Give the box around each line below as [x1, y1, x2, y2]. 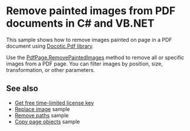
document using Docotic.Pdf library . [6, 42, 94, 50]
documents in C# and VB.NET [6, 17, 155, 30]
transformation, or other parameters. [6, 66, 96, 73]
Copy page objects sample [14, 118, 80, 125]
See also [6, 84, 38, 94]
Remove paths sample [14, 112, 69, 119]
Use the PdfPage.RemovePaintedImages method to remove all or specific [6, 54, 185, 61]
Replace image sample [14, 105, 70, 113]
